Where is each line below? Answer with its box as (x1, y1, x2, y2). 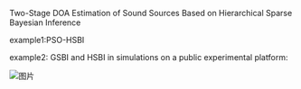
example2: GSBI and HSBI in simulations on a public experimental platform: (9, 52, 288, 62)
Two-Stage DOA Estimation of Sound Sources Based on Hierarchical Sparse (9, 8, 293, 18)
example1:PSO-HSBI (9, 35, 85, 45)
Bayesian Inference (9, 17, 81, 28)
